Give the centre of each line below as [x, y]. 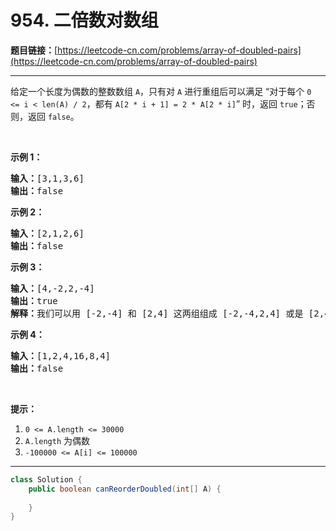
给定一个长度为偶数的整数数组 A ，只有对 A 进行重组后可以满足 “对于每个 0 [161, 91]
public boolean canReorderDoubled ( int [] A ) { [125, 489]
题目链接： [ [34, 50]
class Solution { [46, 479]
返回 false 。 [53, 116]
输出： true [34, 300]
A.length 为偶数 [57, 440]
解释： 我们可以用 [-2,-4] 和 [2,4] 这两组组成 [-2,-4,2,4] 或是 [157, 313]
